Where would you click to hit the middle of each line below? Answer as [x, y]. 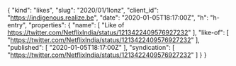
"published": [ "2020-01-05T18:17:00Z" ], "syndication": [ [91, 47]
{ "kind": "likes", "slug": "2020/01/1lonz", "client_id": [83, 10]
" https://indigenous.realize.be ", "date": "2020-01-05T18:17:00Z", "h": [108, 18]
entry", [17, 25]
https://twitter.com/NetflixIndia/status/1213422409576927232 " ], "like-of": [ [118, 32]
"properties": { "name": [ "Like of [76, 25]
